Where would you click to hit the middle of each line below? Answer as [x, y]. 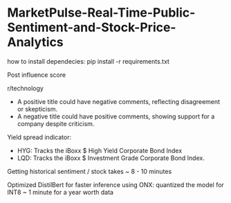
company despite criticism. [56, 123]
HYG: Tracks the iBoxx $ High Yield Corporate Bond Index [100, 150]
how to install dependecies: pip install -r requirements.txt [88, 61]
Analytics [35, 42]
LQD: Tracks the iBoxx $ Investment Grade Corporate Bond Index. [111, 158]
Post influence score [37, 75]
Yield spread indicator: [39, 137]
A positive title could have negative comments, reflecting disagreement [118, 101]
